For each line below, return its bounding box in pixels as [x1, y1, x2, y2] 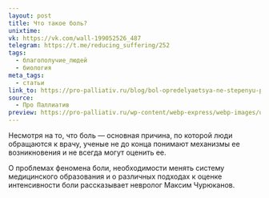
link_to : [8, 86, 38, 95]
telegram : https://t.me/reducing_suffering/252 [8, 42, 171, 50]
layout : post [8, 11, 52, 20]
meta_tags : [8, 71, 45, 79]
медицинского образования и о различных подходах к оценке [8, 172, 223, 181]
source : [8, 94, 34, 102]
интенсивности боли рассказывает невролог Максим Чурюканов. [8, 180, 235, 189]
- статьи [15, 79, 45, 87]
